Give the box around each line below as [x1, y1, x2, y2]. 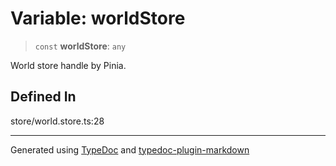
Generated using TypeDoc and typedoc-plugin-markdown [10, 143, 250, 156]
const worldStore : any [34, 40, 127, 52]
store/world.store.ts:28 [10, 115, 105, 127]
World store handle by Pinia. [10, 59, 127, 71]
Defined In [10, 88, 77, 106]
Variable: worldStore [10, 7, 186, 30]
